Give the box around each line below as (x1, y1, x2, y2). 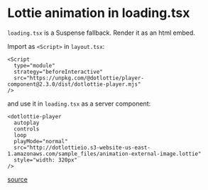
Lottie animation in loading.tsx (7, 5, 190, 21)
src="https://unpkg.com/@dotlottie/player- (13, 74, 144, 82)
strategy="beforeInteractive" (13, 68, 103, 75)
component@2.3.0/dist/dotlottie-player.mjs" (7, 80, 141, 88)
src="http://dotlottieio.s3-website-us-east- (13, 144, 151, 151)
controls (13, 125, 40, 133)
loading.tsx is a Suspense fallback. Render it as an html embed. (7, 28, 195, 37)
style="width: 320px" (13, 156, 78, 164)
